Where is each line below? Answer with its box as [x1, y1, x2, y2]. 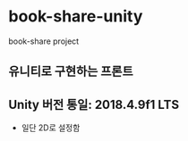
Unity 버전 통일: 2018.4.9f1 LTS [8, 96, 180, 112]
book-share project [8, 36, 80, 46]
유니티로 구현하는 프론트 [8, 64, 133, 79]
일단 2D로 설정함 [21, 122, 81, 133]
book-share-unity [8, 6, 143, 27]
